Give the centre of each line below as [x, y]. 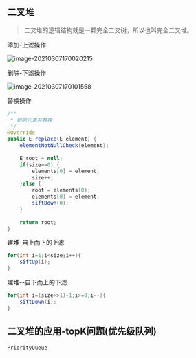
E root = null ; [41, 158]
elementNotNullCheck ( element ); [64, 146]
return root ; [38, 222]
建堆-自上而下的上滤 [36, 243]
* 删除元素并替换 [31, 120]
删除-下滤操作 [27, 72]
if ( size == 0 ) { [40, 165]
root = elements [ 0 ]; [61, 190]
